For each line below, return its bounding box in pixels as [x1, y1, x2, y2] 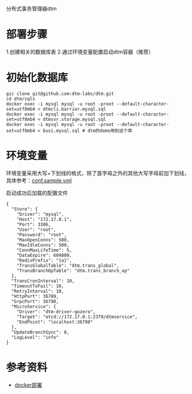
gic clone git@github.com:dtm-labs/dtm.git [6, 90, 114, 97]
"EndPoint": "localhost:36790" [16, 319, 93, 325]
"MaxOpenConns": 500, [16, 237, 69, 243]
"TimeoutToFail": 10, [11, 283, 65, 289]
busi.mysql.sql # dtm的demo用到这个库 [43, 128, 133, 134]
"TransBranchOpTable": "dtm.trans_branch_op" [16, 267, 130, 274]
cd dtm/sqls [6, 96, 35, 101]
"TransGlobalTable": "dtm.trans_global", [16, 263, 119, 269]
